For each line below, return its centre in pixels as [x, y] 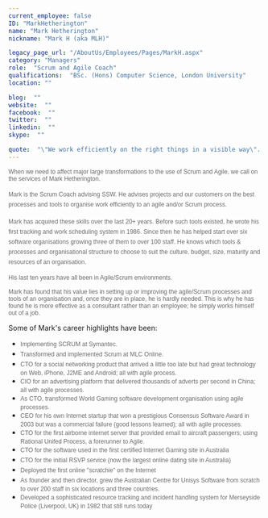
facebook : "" [32, 113]
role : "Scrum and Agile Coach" [62, 68]
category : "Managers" [45, 61]
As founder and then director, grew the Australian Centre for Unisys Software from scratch [140, 480]
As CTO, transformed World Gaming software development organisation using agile [132, 399]
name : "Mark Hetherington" [54, 31]
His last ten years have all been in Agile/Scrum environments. [91, 278]
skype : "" [27, 135]
